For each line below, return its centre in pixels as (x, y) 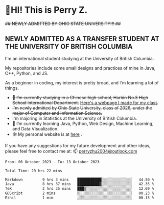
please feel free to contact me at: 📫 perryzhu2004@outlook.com (71, 151)
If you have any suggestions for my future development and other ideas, (78, 145)
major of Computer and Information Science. (57, 113)
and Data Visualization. (35, 128)
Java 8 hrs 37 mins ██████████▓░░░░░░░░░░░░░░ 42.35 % (80, 184)
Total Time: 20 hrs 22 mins (34, 171)
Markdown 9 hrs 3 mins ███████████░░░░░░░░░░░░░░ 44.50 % (80, 179)
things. (12, 88)
